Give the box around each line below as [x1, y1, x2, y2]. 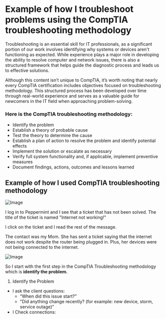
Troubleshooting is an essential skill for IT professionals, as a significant [5, 41, 153, 47]
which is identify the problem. [5, 269, 68, 275]
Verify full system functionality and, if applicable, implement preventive [12, 154, 158, 159]
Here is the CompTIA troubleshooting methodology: [5, 110, 133, 117]
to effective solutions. [5, 67, 50, 73]
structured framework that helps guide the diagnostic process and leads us [5, 62, 160, 68]
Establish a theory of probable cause [12, 127, 88, 133]
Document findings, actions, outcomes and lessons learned [12, 164, 134, 170]
